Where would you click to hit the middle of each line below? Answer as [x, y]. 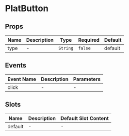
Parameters [87, 79]
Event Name [22, 79]
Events [16, 65]
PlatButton [27, 8]
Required [89, 40]
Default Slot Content [85, 118]
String [66, 48]
